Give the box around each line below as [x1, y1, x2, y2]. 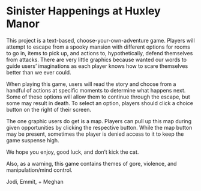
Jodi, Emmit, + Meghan [6, 178, 64, 185]
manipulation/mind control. [6, 166, 73, 174]
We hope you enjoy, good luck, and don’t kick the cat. [6, 148, 139, 156]
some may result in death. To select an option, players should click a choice [6, 99, 194, 106]
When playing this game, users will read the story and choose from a [6, 80, 176, 88]
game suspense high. [6, 136, 59, 144]
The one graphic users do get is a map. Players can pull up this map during [6, 117, 192, 124]
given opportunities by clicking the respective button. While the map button [6, 124, 193, 131]
